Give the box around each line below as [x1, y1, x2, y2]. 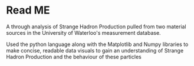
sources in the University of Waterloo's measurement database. [6, 29, 161, 36]
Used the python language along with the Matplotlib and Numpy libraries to [6, 41, 189, 48]
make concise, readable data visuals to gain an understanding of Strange [6, 47, 184, 54]
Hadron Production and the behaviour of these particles [6, 53, 142, 60]
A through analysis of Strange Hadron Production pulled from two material [6, 23, 187, 30]
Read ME [6, 4, 50, 17]
